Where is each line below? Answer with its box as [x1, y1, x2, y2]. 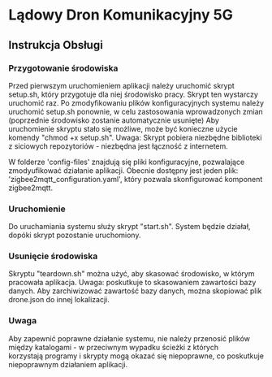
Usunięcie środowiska [8, 250, 98, 262]
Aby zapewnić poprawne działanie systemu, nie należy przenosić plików [8, 333, 250, 343]
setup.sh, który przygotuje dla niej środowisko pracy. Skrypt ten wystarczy [8, 89, 258, 99]
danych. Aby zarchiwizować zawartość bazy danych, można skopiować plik [8, 286, 262, 296]
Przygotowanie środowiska [8, 63, 119, 74]
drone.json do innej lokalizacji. [8, 295, 110, 305]
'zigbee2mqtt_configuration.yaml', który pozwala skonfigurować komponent [8, 174, 263, 184]
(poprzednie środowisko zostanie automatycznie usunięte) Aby [8, 115, 219, 125]
